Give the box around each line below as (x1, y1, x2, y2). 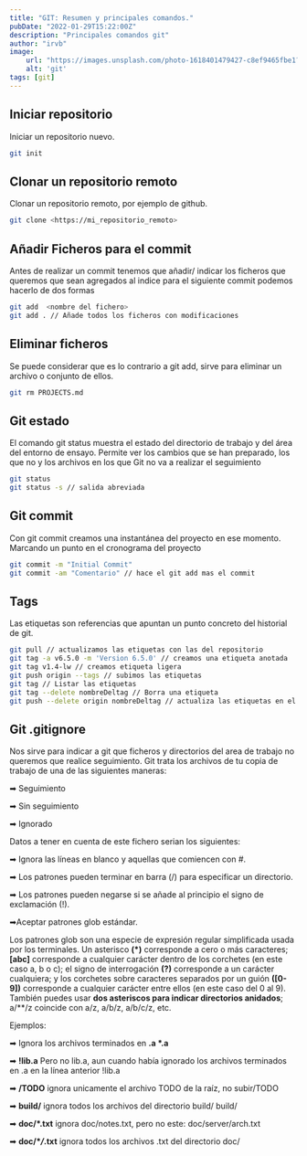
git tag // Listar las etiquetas (9, 679, 137, 688)
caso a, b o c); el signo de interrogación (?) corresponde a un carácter (9, 963, 275, 974)
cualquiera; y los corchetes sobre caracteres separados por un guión (9, 973, 270, 984)
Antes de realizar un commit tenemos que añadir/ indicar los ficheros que (9, 265, 286, 276)
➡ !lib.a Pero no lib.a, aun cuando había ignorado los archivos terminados (9, 1055, 288, 1066)
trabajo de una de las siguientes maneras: (9, 765, 167, 777)
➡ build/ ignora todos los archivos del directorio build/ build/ (9, 1100, 238, 1111)
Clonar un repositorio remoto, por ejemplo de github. (9, 198, 208, 209)
